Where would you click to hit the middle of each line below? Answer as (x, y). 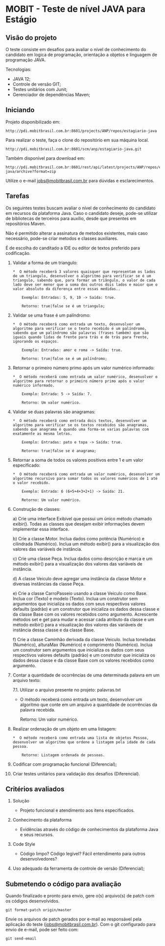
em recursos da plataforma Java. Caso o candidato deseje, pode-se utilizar (82, 213)
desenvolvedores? (38, 859)
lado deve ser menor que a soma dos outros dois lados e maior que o (85, 284)
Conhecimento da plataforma (42, 820)
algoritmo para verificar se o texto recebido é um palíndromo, (80, 328)
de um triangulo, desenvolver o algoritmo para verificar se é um (82, 276)
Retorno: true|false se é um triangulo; (63, 306)
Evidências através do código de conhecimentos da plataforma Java (89, 829)
